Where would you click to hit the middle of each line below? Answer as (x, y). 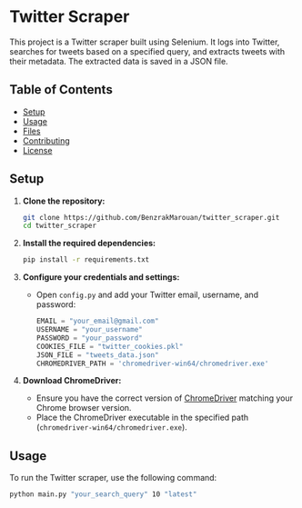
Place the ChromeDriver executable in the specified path (142, 418)
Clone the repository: (64, 201)
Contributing (46, 140)
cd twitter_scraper (60, 226)
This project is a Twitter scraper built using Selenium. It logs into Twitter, (145, 42)
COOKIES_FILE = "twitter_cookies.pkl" (110, 346)
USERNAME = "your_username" (89, 330)
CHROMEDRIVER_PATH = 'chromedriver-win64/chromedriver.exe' (152, 364)
